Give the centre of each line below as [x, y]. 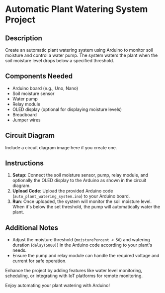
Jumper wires [26, 120]
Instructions [24, 163]
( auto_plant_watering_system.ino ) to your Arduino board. [71, 196]
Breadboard [25, 114]
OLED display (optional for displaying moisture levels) [67, 109]
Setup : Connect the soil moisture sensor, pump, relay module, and [80, 175]
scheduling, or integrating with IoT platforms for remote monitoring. [74, 276]
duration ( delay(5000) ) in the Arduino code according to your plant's [82, 245]
